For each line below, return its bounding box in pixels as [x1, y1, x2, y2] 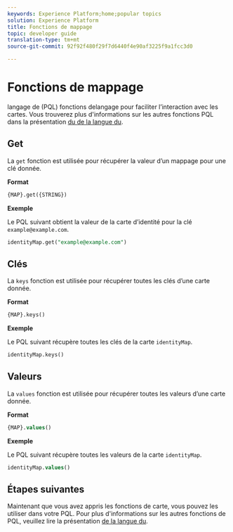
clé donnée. [7, 164, 42, 172]
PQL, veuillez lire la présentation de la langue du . [7, 517, 149, 526]
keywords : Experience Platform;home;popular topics [7, 10, 161, 18]
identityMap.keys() [7, 351, 65, 358]
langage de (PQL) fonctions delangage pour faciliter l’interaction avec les [7, 103, 219, 111]
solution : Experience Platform [7, 17, 99, 24]
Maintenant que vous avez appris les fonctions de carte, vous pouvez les [7, 502, 219, 510]
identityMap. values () [7, 464, 71, 471]
